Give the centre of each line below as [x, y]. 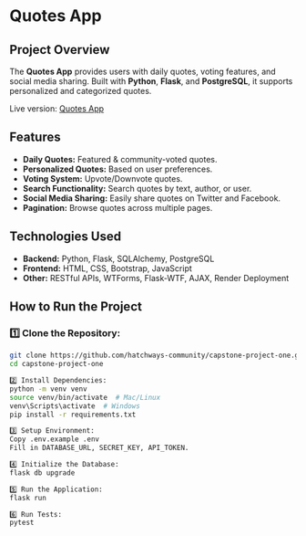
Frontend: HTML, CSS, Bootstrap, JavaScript [107, 268]
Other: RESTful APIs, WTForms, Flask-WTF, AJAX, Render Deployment [156, 278]
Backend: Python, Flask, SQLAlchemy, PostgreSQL [118, 258]
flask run [28, 498]
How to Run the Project [76, 307]
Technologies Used [65, 237]
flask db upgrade [42, 473]
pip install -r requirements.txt [73, 415]
